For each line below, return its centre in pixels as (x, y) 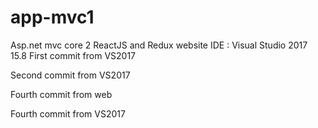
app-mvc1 (52, 17)
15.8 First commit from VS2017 (73, 55)
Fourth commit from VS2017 (68, 113)
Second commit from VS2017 (70, 75)
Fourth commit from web (61, 94)
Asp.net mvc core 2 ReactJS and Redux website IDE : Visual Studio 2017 (159, 45)
